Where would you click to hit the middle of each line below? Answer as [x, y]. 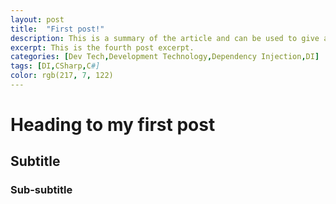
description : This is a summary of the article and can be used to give [165, 38]
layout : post [37, 19]
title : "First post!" [57, 29]
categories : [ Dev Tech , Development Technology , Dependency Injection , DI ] [165, 57]
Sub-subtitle [41, 190]
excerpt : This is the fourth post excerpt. [102, 47]
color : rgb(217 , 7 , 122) [62, 76]
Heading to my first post [113, 125]
